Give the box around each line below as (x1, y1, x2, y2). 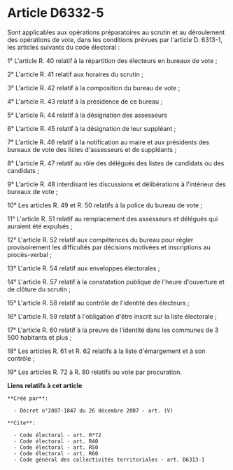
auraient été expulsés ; (7, 222, 73, 230)
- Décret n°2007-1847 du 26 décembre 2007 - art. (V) (13, 407, 174, 414)
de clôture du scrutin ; (7, 285, 71, 293)
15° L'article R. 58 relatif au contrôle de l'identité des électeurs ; (7, 298, 190, 307)
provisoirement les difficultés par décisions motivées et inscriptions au (7, 243, 211, 251)
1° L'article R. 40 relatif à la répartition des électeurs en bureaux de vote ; (7, 56, 218, 64)
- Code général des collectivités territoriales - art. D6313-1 (13, 456, 205, 463)
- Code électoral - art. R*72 (13, 431, 101, 438)
